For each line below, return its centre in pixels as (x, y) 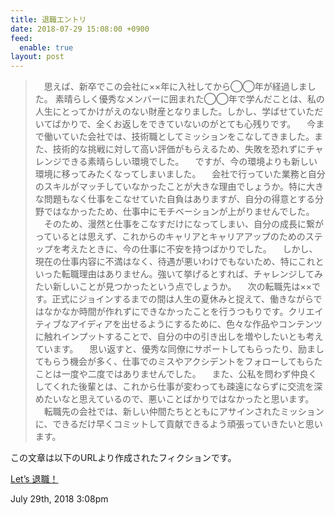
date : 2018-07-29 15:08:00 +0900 (80, 29)
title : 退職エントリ (48, 19)
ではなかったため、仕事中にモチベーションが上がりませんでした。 (179, 212)
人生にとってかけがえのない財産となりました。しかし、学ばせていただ (179, 112)
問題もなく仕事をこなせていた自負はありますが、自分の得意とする (179, 199)
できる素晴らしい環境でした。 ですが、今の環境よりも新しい (189, 162)
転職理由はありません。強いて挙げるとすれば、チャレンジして (188, 274)
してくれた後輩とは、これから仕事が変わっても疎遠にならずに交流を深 (178, 387)
